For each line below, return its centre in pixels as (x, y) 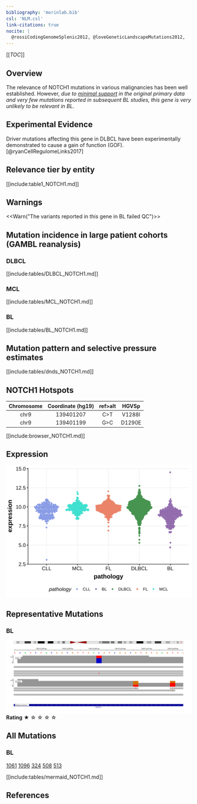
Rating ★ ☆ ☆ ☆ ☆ (31, 717)
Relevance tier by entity (51, 170)
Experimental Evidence (49, 124)
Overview (24, 73)
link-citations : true (33, 25)
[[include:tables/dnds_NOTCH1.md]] (50, 372)
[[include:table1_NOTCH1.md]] (43, 184)
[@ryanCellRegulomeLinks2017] (45, 151)
